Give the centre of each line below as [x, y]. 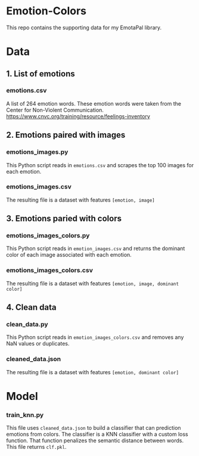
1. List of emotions [41, 74]
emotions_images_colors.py [48, 236]
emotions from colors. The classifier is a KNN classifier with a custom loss [97, 435]
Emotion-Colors [46, 11]
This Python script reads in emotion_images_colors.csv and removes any [95, 337]
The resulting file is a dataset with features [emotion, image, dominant [93, 283]
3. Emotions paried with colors [64, 219]
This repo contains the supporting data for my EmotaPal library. [84, 27]
